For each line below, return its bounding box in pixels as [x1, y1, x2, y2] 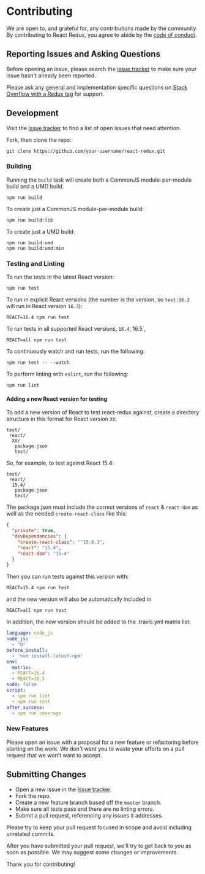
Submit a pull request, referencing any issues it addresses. [15, 811, 163, 819]
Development [6, 108, 59, 118]
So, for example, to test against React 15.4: [6, 459, 114, 467]
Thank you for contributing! [6, 860, 75, 868]
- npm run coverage [12, 710, 62, 716]
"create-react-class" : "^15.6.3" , [17, 539, 105, 545]
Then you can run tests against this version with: [6, 573, 129, 581]
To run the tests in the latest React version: [6, 273, 114, 280]
